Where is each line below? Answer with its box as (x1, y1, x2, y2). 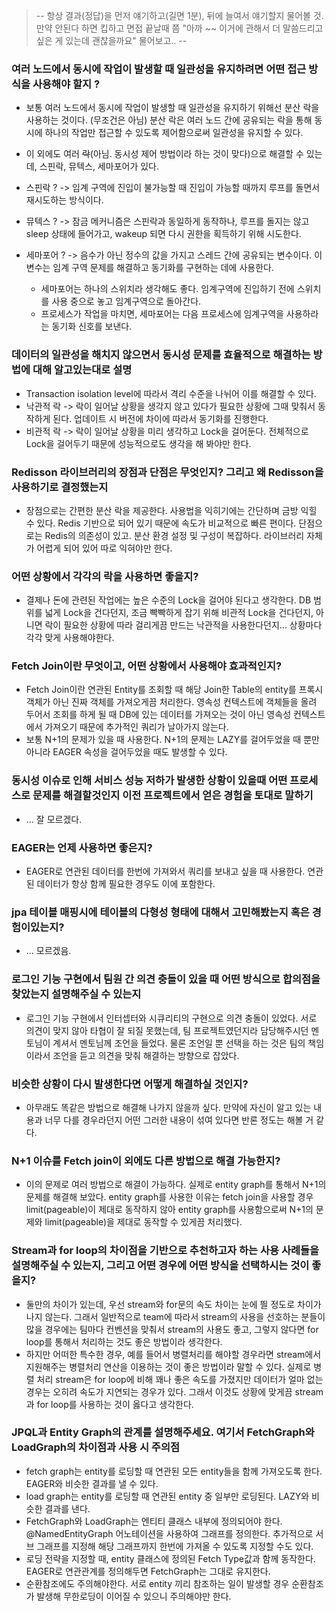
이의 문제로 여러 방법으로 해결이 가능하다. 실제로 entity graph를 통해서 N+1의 (25, 1179, 327, 1191)
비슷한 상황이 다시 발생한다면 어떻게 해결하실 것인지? (11, 1077, 249, 1091)
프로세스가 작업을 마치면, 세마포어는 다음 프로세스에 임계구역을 (40, 308, 284, 320)
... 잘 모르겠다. (25, 813, 83, 825)
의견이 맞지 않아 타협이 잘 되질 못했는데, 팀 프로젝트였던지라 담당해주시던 (25, 1024, 309, 1036)
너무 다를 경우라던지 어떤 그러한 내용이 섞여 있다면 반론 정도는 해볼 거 (44, 1114, 314, 1126)
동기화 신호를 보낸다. (51, 320, 133, 333)
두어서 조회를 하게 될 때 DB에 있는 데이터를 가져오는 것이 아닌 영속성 (25, 709, 292, 721)
